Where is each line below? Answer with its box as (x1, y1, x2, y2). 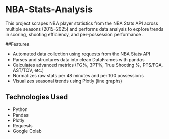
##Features (5, 41, 30, 47)
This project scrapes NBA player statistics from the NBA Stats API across (5, 20, 158, 26)
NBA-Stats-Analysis (5, 4, 93, 15)
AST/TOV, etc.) (12, 67, 44, 73)
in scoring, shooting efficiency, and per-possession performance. (5, 31, 143, 37)
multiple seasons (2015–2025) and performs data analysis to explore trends (5, 25, 164, 32)
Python (12, 106, 28, 113)
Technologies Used (5, 93, 68, 101)
